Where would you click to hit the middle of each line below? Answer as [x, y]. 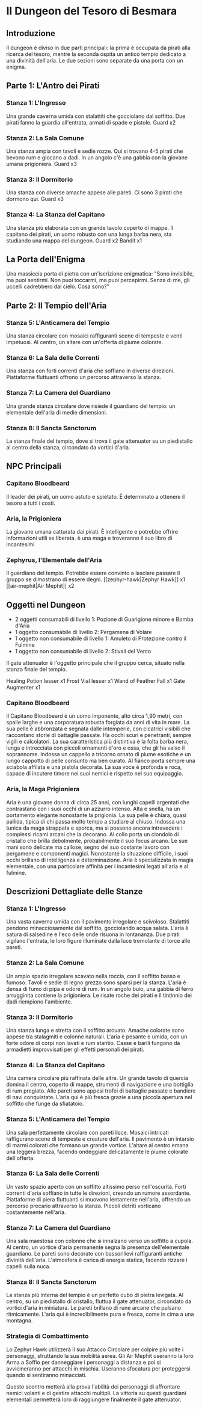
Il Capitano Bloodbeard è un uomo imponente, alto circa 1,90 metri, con [94, 716]
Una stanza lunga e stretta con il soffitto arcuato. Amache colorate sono [95, 1030]
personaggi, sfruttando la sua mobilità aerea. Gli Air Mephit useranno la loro [100, 1355]
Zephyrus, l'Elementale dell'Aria [54, 560]
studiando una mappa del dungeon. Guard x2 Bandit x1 [74, 240]
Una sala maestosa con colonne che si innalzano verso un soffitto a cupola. [100, 1241]
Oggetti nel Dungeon [46, 605]
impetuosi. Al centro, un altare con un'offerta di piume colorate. [85, 342]
